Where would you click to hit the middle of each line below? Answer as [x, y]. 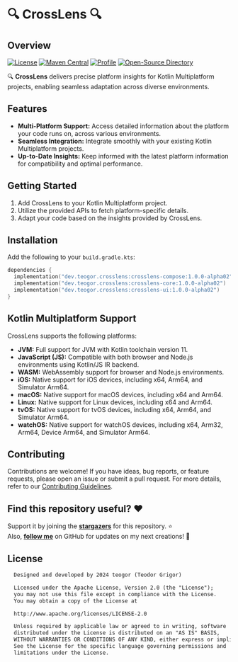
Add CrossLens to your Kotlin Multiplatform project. [92, 202]
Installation [33, 240]
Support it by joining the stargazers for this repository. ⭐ [90, 526]
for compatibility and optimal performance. [80, 164]
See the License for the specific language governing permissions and [120, 646]
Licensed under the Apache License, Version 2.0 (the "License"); [114, 588]
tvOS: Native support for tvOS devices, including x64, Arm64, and [114, 409]
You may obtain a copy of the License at [76, 601]
